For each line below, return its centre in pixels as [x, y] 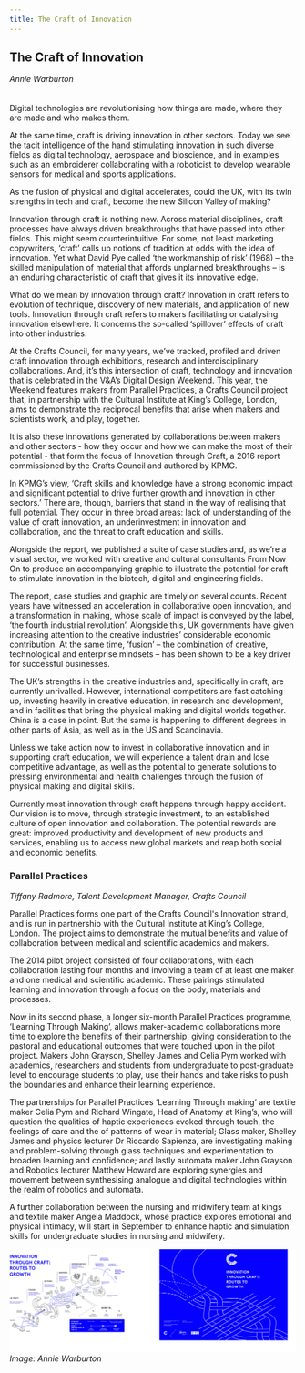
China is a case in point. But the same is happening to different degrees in [148, 721]
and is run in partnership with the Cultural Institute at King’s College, [137, 923]
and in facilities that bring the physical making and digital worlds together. [148, 711]
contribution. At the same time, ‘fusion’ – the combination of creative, [139, 645]
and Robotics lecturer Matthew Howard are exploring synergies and [136, 1170]
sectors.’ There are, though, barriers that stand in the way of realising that [148, 503]
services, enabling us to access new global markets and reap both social [146, 843]
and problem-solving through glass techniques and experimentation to [142, 1150]
